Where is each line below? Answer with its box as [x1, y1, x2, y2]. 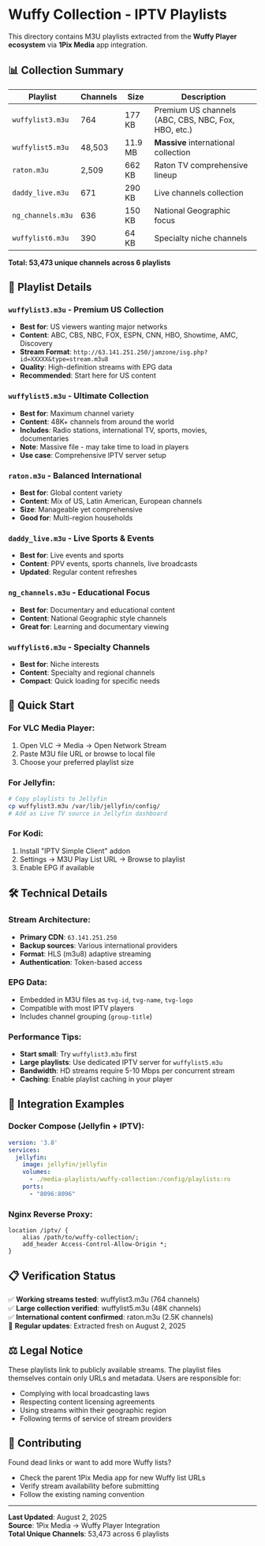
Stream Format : [19, 347, 73, 356]
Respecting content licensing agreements [19, 1397, 155, 1406]
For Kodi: [8, 828, 44, 839]
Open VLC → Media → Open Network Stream [19, 740, 167, 750]
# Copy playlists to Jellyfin [8, 795, 108, 803]
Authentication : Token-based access [19, 957, 143, 967]
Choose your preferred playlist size [19, 757, 134, 766]
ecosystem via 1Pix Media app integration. [8, 39, 148, 49]
